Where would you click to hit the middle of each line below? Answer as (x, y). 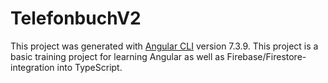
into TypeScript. (89, 67)
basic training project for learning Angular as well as (117, 56)
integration (32, 67)
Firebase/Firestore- (266, 56)
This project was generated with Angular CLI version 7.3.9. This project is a (164, 46)
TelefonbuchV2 (76, 18)
